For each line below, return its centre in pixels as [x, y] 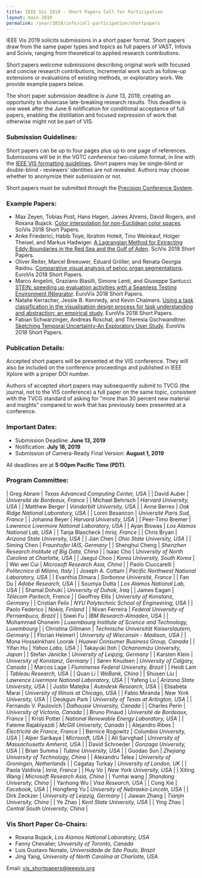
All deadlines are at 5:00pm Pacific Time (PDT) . [66, 465]
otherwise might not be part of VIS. [50, 122]
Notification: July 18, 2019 [48, 447]
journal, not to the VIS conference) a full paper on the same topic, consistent [101, 392]
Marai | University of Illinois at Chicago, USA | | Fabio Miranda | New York [97, 692]
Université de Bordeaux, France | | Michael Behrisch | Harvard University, [97, 500]
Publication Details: [36, 348]
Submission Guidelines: [42, 137]
